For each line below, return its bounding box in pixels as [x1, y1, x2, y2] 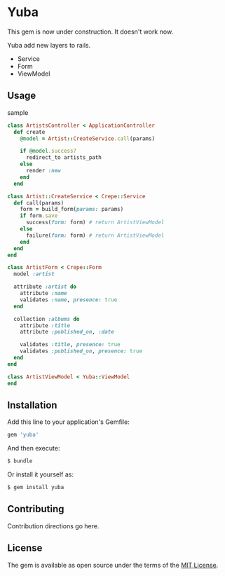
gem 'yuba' [7, 432, 39, 439]
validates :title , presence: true [20, 341, 121, 348]
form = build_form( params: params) [20, 206, 124, 213]
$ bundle [7, 458, 33, 465]
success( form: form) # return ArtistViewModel [25, 219, 165, 226]
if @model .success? [20, 148, 77, 155]
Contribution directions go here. [7, 521, 100, 530]
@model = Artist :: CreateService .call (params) [20, 135, 156, 142]
